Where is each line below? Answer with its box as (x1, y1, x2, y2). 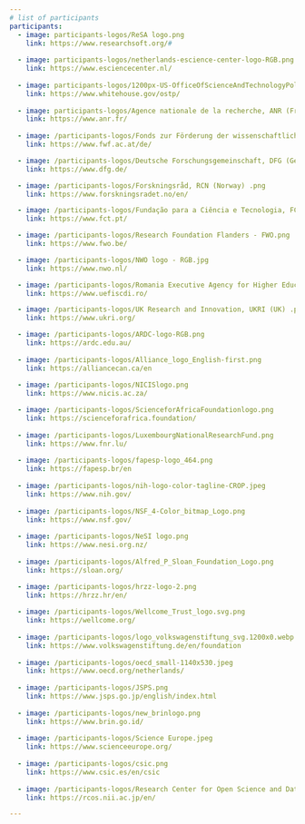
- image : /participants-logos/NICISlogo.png (17, 380, 189, 390)
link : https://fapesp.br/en (25, 465, 132, 474)
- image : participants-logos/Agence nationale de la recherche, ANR (17, 106, 282, 115)
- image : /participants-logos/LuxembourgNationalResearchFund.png (17, 430, 274, 440)
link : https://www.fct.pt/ (25, 214, 128, 223)
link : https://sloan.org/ (25, 565, 124, 574)
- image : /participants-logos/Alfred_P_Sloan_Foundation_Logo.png (17, 557, 274, 566)
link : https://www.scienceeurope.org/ (25, 742, 172, 751)
